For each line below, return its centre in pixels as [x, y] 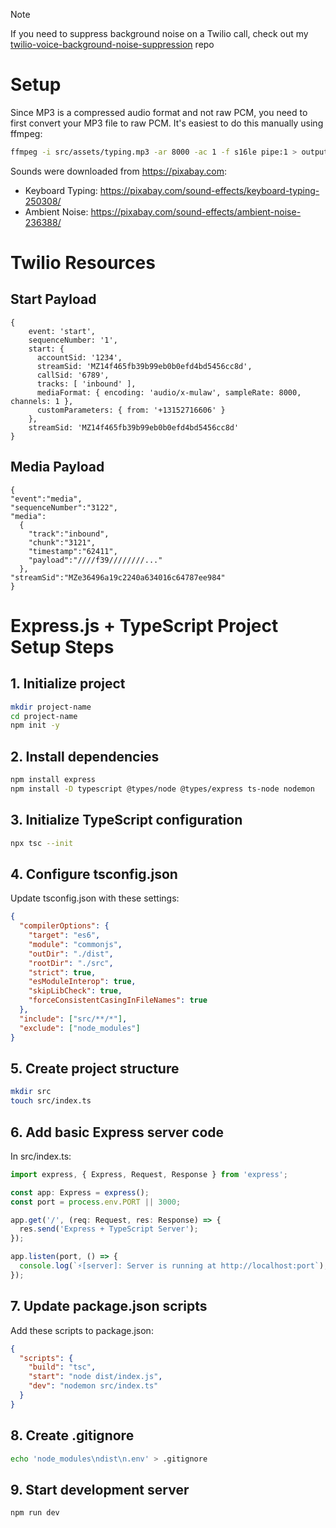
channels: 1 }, [42, 401]
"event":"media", [46, 499]
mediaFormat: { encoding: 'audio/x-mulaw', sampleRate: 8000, [169, 392]
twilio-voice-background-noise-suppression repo [112, 44]
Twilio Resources [83, 263]
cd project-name [44, 716]
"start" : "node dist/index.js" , [95, 1377]
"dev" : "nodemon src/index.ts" [93, 1386]
